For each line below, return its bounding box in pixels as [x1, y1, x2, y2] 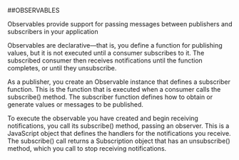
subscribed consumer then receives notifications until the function [7, 56, 203, 65]
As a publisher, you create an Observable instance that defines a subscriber [7, 78, 230, 86]
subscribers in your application [7, 28, 98, 36]
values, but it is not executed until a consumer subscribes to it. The [7, 49, 205, 57]
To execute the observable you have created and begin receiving [7, 114, 198, 122]
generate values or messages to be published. [7, 100, 144, 109]
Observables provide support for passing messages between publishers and [7, 20, 233, 28]
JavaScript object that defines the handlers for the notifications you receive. [7, 129, 231, 137]
